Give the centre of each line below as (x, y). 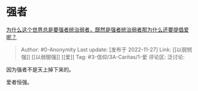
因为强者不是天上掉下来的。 (40, 69)
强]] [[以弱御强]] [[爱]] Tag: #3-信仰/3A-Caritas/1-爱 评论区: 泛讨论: (103, 57)
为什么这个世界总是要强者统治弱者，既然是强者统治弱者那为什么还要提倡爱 (98, 30)
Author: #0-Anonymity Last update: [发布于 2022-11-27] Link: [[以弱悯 (106, 49)
